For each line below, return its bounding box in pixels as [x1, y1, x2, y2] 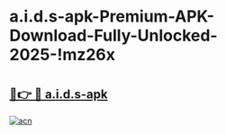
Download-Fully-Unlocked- [9, 25, 218, 46]
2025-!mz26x [9, 45, 115, 65]
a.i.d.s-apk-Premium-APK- [9, 6, 214, 27]
